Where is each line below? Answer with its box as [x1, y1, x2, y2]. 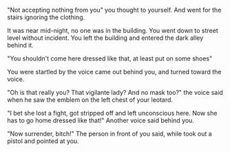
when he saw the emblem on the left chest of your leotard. [7, 96, 174, 104]
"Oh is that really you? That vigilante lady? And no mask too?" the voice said [7, 89, 224, 96]
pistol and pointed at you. [7, 137, 79, 145]
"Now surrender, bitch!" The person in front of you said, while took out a [7, 130, 212, 138]
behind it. [7, 41, 34, 49]
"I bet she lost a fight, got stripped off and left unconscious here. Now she [7, 109, 218, 117]
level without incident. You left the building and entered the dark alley [7, 34, 204, 42]
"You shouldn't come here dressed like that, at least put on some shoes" [7, 54, 213, 63]
